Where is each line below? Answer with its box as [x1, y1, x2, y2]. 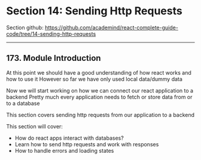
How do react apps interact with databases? [14, 134, 124, 141]
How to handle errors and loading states [14, 147, 114, 154]
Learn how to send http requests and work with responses [14, 140, 159, 147]
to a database [6, 100, 40, 107]
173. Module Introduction [6, 53, 101, 63]
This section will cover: [6, 122, 63, 130]
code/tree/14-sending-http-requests [6, 30, 96, 37]
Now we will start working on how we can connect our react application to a [6, 87, 193, 94]
